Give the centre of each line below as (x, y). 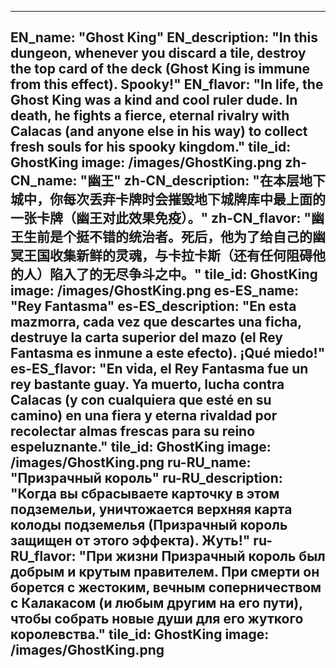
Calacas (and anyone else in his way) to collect (159, 131)
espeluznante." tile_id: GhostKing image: (141, 447)
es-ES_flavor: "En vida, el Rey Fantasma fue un (159, 369)
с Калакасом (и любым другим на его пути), (156, 603)
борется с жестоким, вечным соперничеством (166, 587)
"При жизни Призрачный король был (202, 556)
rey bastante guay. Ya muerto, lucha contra (147, 384)
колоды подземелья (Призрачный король (149, 525)
